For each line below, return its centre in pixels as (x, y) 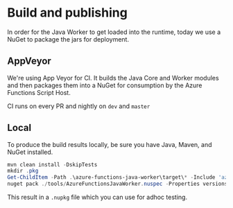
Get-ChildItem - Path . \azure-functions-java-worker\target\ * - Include (111, 177)
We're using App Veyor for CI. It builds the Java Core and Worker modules (113, 78)
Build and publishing (68, 13)
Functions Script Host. (39, 92)
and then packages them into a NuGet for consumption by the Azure (105, 85)
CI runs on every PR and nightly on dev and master (79, 106)
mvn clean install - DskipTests (52, 164)
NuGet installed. (30, 152)
